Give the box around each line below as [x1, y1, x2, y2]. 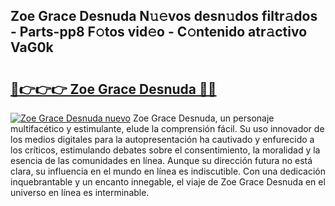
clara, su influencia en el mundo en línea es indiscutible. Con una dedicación [10, 165, 326, 177]
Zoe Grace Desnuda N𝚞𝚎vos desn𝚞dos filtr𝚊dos [10, 8, 318, 25]
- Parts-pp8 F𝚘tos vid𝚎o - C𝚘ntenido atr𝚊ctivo [10, 24, 308, 41]
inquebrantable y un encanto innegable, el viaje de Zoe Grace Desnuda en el [10, 176, 326, 188]
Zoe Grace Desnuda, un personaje [132, 112, 275, 124]
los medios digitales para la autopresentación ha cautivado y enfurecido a [10, 134, 315, 145]
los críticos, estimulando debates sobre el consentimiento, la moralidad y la [10, 144, 321, 156]
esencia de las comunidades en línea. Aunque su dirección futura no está [10, 155, 313, 166]
